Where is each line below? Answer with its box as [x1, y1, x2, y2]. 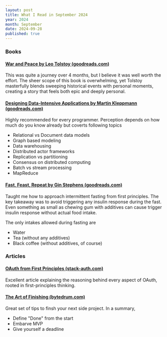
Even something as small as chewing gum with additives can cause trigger [5, 204, 162, 210]
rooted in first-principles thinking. [5, 282, 76, 288]
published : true [5, 31, 40, 36]
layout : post [5, 7, 33, 13]
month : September [5, 21, 42, 27]
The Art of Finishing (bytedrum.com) [5, 294, 85, 300]
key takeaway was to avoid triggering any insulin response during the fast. [5, 199, 162, 205]
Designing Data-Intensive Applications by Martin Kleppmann [5, 100, 137, 106]
